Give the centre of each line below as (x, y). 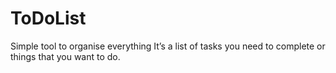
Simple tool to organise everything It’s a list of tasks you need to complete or (168, 46)
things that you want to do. (65, 56)
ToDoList (48, 18)
